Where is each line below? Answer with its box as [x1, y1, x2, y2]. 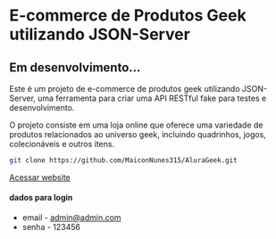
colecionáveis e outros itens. [9, 139, 114, 149]
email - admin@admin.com [21, 212, 122, 223]
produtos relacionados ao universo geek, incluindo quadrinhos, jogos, [9, 129, 266, 139]
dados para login [9, 193, 73, 203]
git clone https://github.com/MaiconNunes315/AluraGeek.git [9, 156, 238, 165]
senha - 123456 [21, 222, 80, 233]
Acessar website [9, 171, 71, 183]
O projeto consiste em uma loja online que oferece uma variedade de [9, 119, 263, 130]
